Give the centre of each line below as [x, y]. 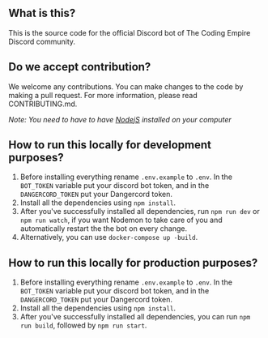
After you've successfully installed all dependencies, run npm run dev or [140, 212]
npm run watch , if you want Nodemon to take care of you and [121, 220]
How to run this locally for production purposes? [133, 263]
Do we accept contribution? [80, 67]
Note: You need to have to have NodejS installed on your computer [120, 119]
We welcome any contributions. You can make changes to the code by [126, 86]
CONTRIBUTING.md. [43, 104]
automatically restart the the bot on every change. [104, 229]
